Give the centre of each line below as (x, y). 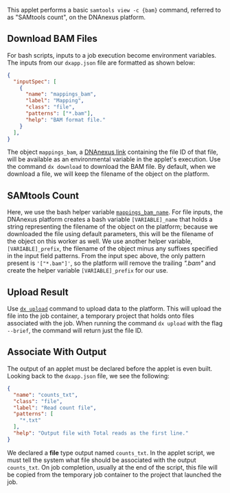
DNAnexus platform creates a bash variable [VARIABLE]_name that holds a (110, 220)
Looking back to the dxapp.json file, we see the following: (88, 376)
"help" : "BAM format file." (66, 119)
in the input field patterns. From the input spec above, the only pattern (106, 256)
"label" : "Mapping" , (55, 101)
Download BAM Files (52, 39)
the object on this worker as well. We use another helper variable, (100, 241)
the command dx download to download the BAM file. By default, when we (112, 167)
